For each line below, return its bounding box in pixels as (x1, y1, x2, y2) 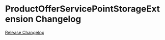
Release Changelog (5, 29, 45, 35)
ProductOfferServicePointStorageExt (5, 3, 160, 14)
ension (5, 13, 33, 25)
